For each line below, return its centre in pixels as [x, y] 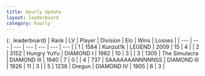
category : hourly [29, 23]
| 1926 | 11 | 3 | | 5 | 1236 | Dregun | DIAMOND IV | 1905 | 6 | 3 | [86, 66]
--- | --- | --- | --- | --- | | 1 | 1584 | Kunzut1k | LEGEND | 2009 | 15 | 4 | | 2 [106, 47]
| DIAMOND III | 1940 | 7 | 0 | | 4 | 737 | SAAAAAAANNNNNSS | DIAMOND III [103, 60]
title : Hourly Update [34, 12]
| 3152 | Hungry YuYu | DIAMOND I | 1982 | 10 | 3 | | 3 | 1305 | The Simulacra [102, 54]
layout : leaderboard [33, 18]
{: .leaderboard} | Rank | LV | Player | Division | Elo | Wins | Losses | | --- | [99, 41]
